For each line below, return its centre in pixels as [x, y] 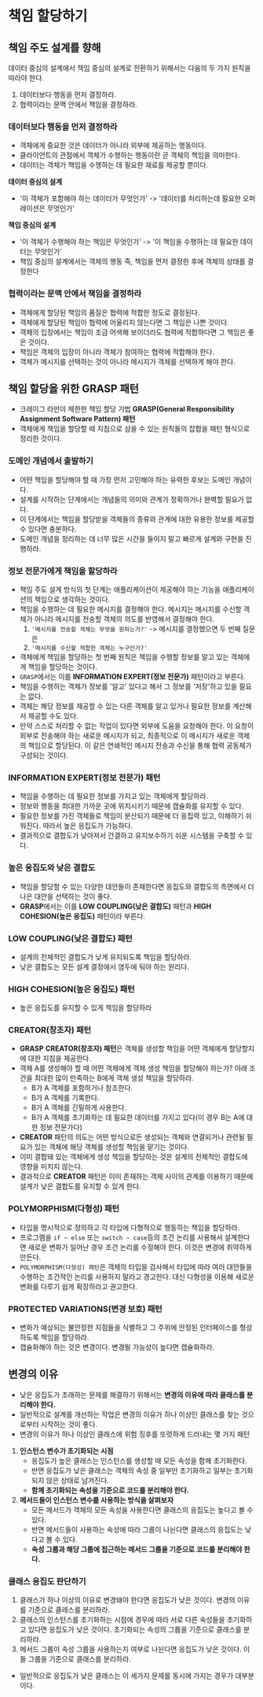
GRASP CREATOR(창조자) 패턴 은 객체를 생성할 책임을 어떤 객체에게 [123, 1048]
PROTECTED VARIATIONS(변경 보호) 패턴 [85, 1309]
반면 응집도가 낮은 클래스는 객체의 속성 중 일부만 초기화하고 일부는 [132, 1470]
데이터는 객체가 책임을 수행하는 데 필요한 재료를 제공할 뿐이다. [114, 165]
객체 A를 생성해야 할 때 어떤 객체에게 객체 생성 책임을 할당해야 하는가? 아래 [133, 1068]
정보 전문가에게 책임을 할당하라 [63, 571]
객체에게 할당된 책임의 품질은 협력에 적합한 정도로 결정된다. [110, 312]
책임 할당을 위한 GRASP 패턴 [74, 388]
